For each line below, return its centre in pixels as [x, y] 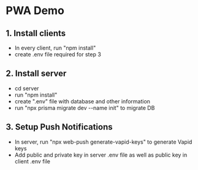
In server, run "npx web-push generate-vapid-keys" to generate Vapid [103, 142]
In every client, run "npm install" [55, 48]
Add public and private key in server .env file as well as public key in [101, 155]
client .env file [32, 161]
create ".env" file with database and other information [82, 101]
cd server [27, 88]
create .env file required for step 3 [58, 54]
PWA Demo [35, 11]
